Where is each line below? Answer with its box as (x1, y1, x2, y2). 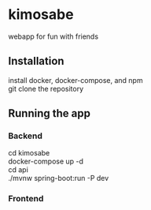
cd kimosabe (8, 148, 50, 158)
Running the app (8, 107, 90, 120)
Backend (8, 130, 43, 141)
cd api (8, 165, 29, 174)
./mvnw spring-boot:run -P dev (8, 174, 109, 183)
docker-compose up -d (8, 156, 84, 167)
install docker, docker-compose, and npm (8, 75, 143, 84)
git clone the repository (8, 84, 84, 93)
